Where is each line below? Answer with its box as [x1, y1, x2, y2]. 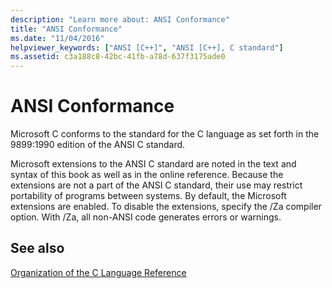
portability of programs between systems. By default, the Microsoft [10, 190, 287, 202]
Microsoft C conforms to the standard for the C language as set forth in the [10, 128, 320, 140]
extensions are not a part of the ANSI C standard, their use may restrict [10, 179, 303, 191]
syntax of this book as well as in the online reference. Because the [10, 169, 284, 181]
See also [10, 240, 65, 257]
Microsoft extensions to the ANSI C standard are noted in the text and [10, 158, 297, 170]
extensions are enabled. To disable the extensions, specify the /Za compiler [10, 201, 322, 213]
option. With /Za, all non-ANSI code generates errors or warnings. [10, 211, 282, 223]
